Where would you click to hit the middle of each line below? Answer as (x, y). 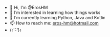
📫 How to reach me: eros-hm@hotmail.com (54, 23)
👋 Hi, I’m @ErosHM (29, 7)
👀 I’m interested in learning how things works (55, 12)
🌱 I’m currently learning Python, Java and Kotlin (58, 18)
